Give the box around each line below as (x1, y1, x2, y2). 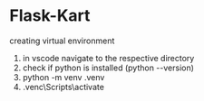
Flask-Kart (9, 5, 91, 26)
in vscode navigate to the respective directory (22, 52, 195, 63)
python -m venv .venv (22, 71, 105, 82)
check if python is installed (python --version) (22, 62, 195, 73)
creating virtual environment (9, 35, 115, 46)
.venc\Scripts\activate (22, 81, 104, 92)
